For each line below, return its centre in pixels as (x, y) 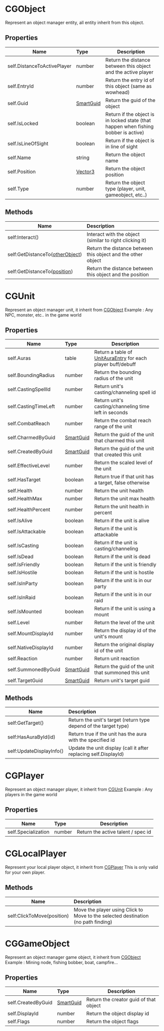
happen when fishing (129, 126)
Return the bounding (118, 372)
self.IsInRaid (21, 598)
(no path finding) (93, 922)
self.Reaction (22, 659)
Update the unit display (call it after (108, 748)
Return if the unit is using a (125, 609)
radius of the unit (114, 379)
